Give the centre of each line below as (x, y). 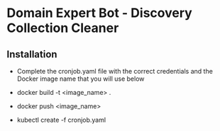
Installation (32, 54)
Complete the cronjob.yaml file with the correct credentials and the (115, 71)
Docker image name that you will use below (81, 79)
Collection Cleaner (63, 28)
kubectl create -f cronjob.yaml (61, 120)
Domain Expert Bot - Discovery (99, 13)
